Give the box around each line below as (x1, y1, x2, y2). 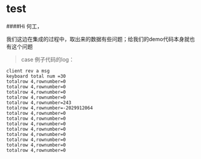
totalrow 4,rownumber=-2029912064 (6, 105, 94, 111)
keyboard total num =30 (6, 73, 66, 79)
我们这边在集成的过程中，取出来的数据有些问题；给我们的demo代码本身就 (6, 35, 190, 42)
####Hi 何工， (6, 22, 43, 30)
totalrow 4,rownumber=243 (6, 99, 71, 106)
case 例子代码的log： (21, 56, 74, 63)
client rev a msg (6, 68, 50, 74)
